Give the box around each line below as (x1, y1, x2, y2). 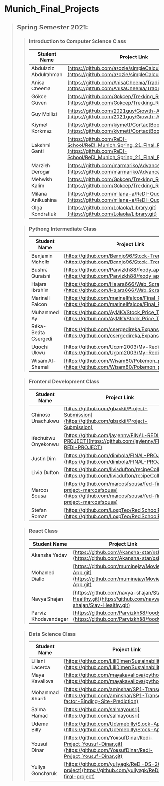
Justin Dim (31, 455, 56, 462)
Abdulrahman (31, 71, 63, 78)
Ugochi (31, 343, 48, 350)
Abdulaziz (31, 65, 55, 72)
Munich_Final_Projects (4, 3, 100, 15)
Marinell (31, 295, 50, 302)
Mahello (31, 259, 50, 265)
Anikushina (31, 196, 57, 203)
